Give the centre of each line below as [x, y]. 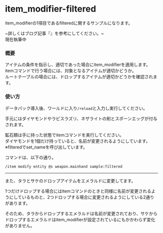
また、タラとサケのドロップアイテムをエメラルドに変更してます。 [70, 181]
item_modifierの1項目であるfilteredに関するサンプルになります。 [69, 23]
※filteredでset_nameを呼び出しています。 [46, 147]
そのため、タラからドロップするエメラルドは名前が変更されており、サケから [81, 213]
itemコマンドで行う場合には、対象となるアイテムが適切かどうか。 [71, 71]
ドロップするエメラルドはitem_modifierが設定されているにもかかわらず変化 [80, 219]
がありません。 [20, 225]
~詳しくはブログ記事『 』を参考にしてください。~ [55, 33]
